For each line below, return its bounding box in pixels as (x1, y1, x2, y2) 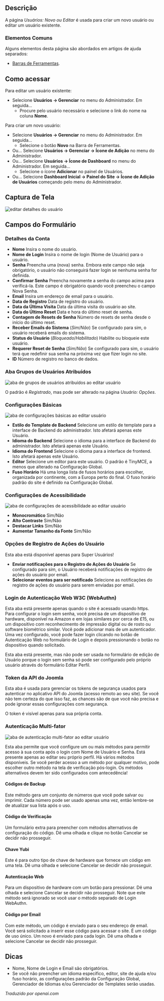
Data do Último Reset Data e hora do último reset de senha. (12, 309, 133, 315)
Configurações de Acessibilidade (5, 492, 86, 499)
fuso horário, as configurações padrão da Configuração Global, (12, 976, 141, 982)
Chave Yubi (5, 846, 29, 852)
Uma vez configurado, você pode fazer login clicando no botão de (5, 631, 139, 637)
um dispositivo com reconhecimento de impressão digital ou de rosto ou (5, 621, 151, 627)
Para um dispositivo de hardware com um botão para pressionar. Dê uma (5, 884, 153, 890)
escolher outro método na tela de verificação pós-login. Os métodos (5, 765, 143, 770)
